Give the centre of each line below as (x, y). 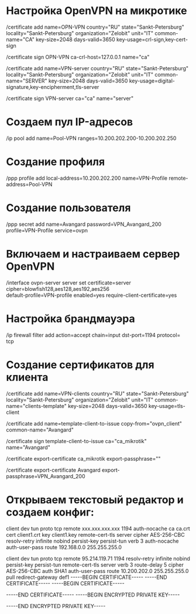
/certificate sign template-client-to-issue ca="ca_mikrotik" (77, 441)
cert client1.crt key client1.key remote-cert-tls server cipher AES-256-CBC (96, 534)
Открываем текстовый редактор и (95, 500)
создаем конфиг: (50, 512)
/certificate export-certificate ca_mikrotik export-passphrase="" (83, 458)
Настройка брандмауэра (71, 319)
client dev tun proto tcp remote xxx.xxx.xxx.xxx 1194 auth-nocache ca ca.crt (98, 529)
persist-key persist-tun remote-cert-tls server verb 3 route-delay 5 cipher (95, 565)
